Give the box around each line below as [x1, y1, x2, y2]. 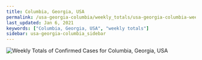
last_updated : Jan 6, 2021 [6, 20, 74, 26]
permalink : [6, 14, 34, 20]
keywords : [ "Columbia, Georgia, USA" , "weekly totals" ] [6, 25, 149, 31]
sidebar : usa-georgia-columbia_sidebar [6, 31, 106, 37]
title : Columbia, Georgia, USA [6, 8, 85, 15]
